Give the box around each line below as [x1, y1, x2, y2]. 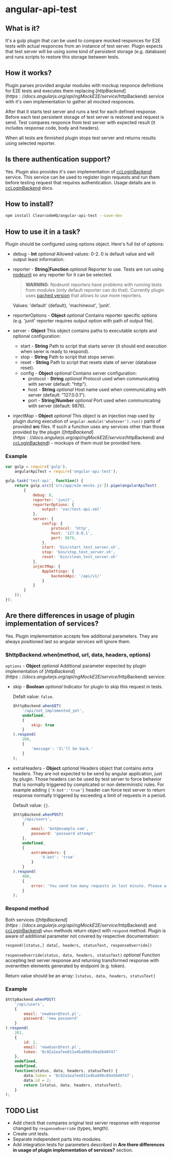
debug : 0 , [32, 492, 54, 497]
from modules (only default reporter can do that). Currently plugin [25, 287, 165, 293]
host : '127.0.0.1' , [51, 531, 93, 536]
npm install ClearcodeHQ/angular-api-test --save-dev [5, 213, 123, 219]
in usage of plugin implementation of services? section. [12, 1147, 133, 1153]
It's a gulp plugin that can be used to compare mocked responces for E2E [5, 37, 161, 43]
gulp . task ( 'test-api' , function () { [5, 478, 83, 484]
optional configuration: [12, 333, 61, 339]
